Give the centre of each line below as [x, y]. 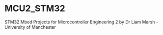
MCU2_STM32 [35, 9]
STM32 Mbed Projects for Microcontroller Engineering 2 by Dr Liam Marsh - [81, 22]
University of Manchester [30, 27]
